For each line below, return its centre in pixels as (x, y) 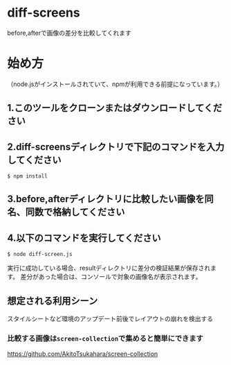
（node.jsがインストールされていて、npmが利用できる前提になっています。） (115, 84)
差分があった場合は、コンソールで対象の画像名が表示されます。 (111, 277)
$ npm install (28, 176)
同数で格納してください (75, 212)
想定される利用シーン (53, 301)
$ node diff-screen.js (40, 255)
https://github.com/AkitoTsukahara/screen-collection (83, 354)
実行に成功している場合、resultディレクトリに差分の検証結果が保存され (109, 268)
